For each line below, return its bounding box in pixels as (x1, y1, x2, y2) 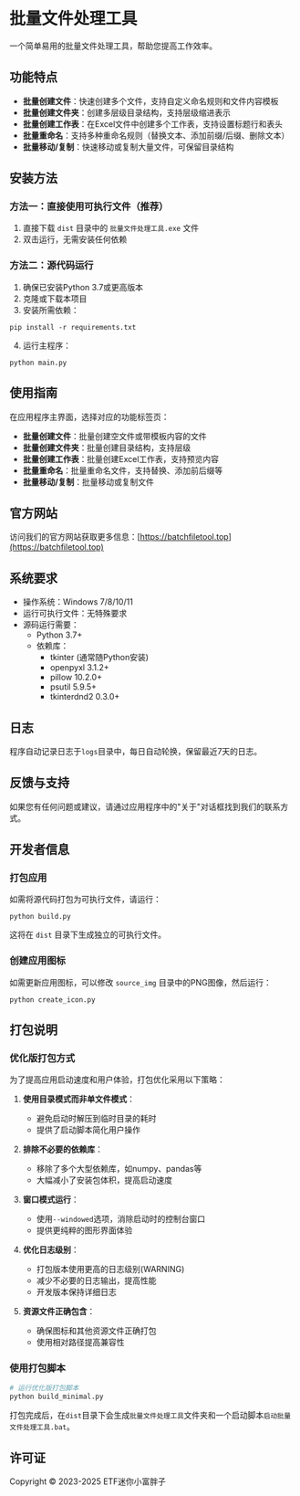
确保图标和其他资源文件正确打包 (36, 1325, 157, 1336)
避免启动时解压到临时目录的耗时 (36, 1113, 157, 1124)
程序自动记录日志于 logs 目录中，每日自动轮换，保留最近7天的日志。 (9, 745, 263, 756)
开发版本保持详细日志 (36, 1287, 117, 1298)
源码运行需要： (22, 619, 79, 630)
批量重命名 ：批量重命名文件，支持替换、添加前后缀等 (22, 465, 223, 476)
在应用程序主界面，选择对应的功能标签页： (9, 411, 170, 422)
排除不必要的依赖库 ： (22, 1143, 103, 1155)
